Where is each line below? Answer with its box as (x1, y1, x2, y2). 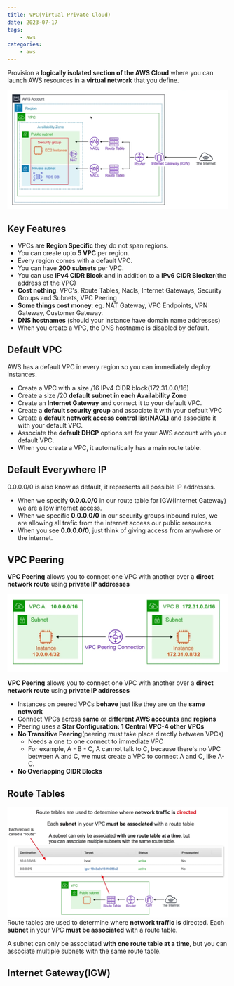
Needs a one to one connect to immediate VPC (27, 737, 164, 745)
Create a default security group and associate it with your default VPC (17, 406, 223, 414)
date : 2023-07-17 (7, 18, 58, 26)
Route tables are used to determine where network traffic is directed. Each (7, 918, 225, 926)
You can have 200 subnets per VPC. (17, 264, 124, 272)
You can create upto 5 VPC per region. (17, 249, 130, 257)
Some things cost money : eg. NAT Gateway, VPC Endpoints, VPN (17, 301, 208, 309)
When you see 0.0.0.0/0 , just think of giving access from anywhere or (17, 526, 221, 534)
